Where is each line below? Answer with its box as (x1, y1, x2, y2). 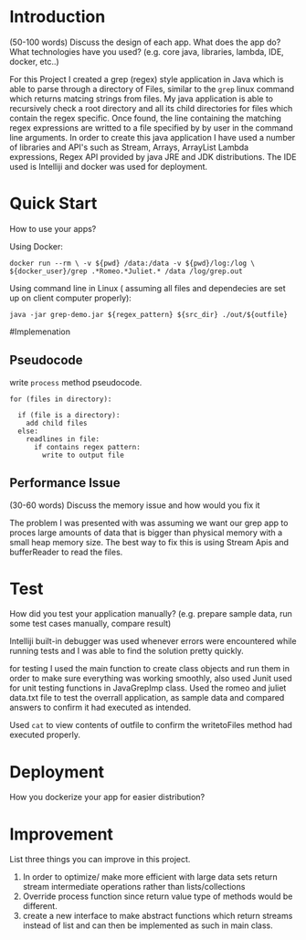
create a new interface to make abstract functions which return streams (22, 911, 293, 922)
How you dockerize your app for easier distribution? (9, 792, 206, 803)
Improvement (9, 824, 114, 844)
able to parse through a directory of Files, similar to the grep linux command (9, 83, 295, 94)
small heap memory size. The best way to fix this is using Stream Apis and (9, 536, 290, 547)
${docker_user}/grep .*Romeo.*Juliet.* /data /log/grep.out (9, 267, 244, 276)
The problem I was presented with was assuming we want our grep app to (9, 517, 289, 528)
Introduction (9, 6, 106, 27)
